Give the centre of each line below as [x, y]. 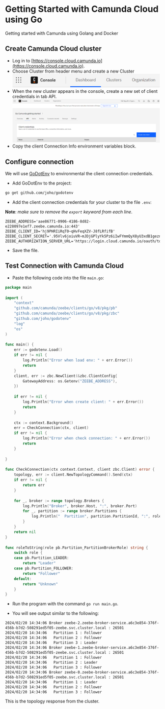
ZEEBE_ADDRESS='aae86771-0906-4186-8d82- [48, 222]
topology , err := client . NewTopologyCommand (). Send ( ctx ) [73, 475]
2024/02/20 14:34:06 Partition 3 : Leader [51, 643]
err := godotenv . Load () [38, 350]
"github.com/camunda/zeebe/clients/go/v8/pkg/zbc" [67, 314]
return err [34, 485]
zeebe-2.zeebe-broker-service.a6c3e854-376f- [112, 623]
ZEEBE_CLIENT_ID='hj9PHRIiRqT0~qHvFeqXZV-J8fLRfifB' [60, 231]
